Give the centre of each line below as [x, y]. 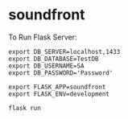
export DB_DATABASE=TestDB [54, 59]
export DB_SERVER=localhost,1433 [64, 51]
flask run [25, 108]
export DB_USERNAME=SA [46, 66]
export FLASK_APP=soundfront [57, 87]
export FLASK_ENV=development [59, 94]
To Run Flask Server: [43, 37]
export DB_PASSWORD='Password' [61, 73]
